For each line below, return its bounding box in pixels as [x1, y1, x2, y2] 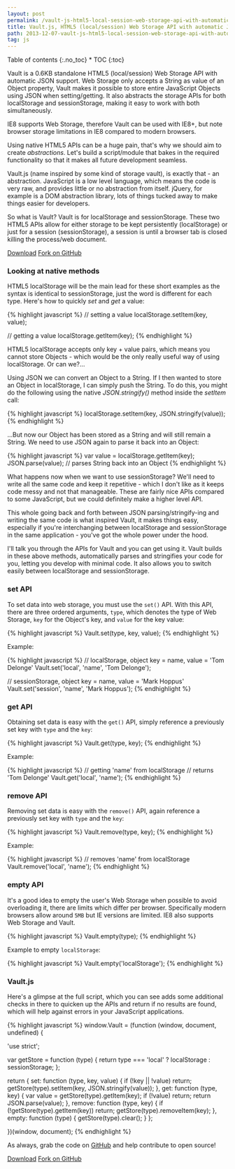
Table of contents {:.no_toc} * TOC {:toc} [7, 55, 124, 64]
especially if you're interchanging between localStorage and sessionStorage [7, 524, 227, 532]
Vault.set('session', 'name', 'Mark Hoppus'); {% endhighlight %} [7, 684, 191, 692]
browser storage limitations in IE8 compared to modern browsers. [7, 128, 197, 136]
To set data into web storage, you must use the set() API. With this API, [7, 600, 214, 608]
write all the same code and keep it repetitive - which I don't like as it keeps [7, 480, 225, 488]
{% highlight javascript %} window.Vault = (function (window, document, [7, 1020, 217, 1029]
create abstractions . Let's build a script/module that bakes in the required [7, 149, 220, 157]
